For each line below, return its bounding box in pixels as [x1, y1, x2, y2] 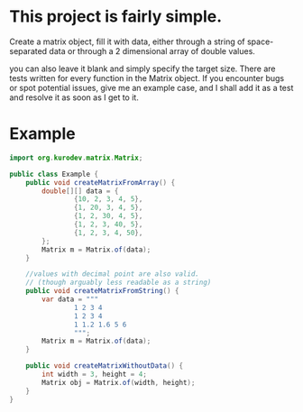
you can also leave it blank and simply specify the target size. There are [9, 63, 276, 74]
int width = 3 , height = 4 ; [41, 370, 147, 379]
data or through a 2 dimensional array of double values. [49, 45, 255, 56]
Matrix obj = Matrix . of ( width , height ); [41, 378, 196, 387]
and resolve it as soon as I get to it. [9, 92, 140, 103]
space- [246, 36, 274, 47]
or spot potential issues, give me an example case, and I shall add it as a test [9, 82, 294, 93]
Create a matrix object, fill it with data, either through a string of [9, 36, 245, 47]
